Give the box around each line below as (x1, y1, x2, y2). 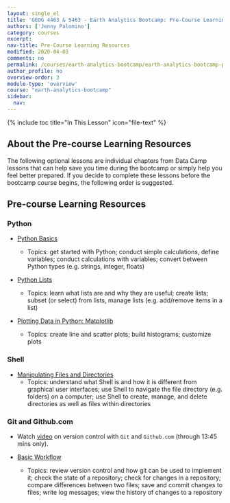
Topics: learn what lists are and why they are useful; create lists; (27, 289, 209, 298)
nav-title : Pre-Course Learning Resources (7, 42, 130, 49)
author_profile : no (7, 67, 63, 74)
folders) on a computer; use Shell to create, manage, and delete (27, 392, 207, 401)
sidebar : (7, 93, 32, 100)
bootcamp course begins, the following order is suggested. (7, 178, 174, 186)
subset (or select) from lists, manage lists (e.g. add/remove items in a (27, 296, 222, 304)
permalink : (7, 61, 38, 68)
